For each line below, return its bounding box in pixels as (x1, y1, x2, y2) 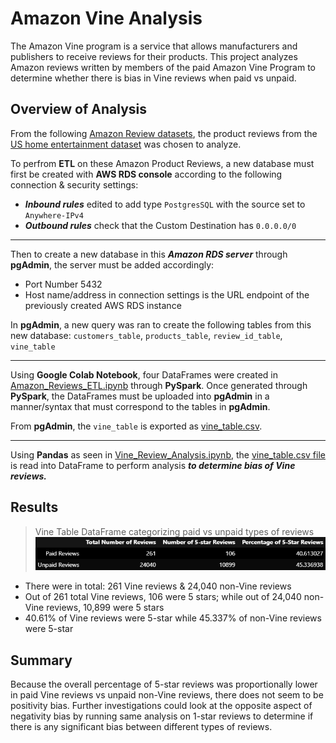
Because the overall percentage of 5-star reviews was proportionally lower (10, 678, 318, 691)
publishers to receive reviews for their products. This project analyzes (10, 50, 298, 62)
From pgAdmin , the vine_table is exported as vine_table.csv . (10, 420, 263, 432)
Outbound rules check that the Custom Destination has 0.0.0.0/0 (24, 219, 297, 231)
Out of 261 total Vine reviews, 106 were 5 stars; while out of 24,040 (24, 591, 302, 603)
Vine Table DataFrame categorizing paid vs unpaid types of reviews (34, 525, 315, 537)
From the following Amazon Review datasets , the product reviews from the (10, 127, 318, 139)
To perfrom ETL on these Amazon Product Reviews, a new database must (10, 157, 315, 169)
